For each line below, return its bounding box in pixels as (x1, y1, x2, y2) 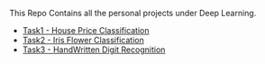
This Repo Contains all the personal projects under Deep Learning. (9, 8, 257, 18)
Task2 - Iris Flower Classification (22, 35, 144, 45)
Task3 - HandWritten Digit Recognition (22, 44, 166, 55)
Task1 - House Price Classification (22, 25, 151, 35)
